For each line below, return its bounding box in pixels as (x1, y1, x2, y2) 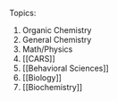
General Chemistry (21, 35, 92, 45)
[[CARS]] (21, 54, 55, 63)
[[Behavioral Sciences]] (21, 63, 109, 73)
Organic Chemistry (21, 25, 92, 35)
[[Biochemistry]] (21, 82, 83, 92)
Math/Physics (21, 44, 73, 55)
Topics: (9, 8, 37, 18)
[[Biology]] (21, 72, 63, 83)
